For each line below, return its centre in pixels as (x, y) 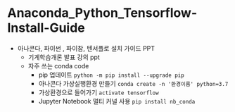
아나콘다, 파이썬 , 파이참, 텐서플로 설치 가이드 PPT (86, 48)
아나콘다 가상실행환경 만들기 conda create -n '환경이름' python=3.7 (133, 83)
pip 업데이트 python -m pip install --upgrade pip (111, 75)
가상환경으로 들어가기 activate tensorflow (99, 92)
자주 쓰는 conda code (58, 66)
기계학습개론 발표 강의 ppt (64, 57)
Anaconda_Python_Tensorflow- (102, 13)
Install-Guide (46, 28)
